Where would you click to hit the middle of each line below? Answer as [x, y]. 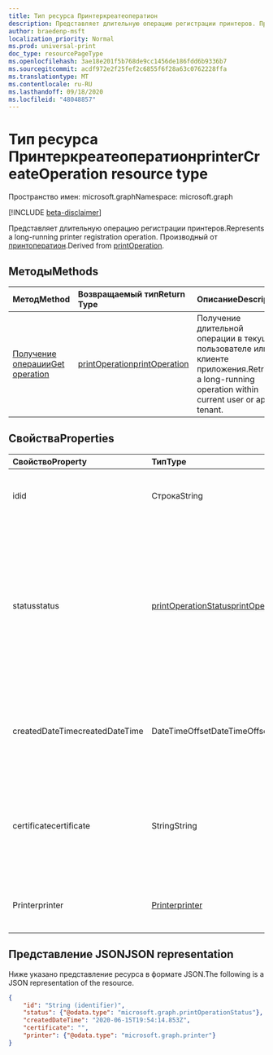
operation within [227, 389]
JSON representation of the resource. [71, 982]
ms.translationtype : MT [49, 77]
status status [36, 605]
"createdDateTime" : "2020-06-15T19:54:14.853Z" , [107, 1020]
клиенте [212, 359]
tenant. [210, 410]
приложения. [222, 369]
